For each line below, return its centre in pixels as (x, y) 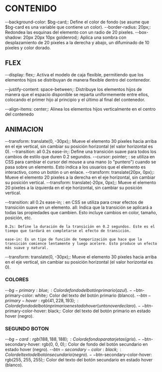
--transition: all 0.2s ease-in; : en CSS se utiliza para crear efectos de (74, 202)
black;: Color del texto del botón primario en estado (99, 311)
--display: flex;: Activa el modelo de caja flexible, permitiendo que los (74, 75)
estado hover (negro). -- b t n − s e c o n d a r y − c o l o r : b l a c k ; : (63, 350)
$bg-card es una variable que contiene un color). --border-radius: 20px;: (78, 27)
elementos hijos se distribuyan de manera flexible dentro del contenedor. (78, 80)
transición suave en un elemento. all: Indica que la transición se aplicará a (79, 207)
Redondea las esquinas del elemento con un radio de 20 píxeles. (70, 32)
